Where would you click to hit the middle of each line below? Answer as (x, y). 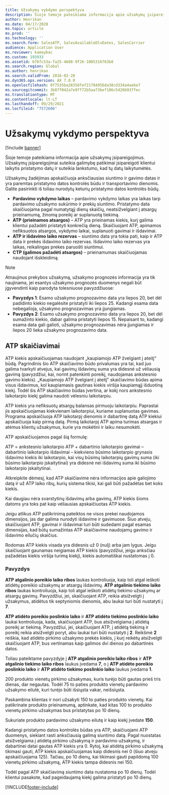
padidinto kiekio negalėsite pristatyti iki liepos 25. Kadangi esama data (85, 303)
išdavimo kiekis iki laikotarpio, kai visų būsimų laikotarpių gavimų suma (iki (82, 457)
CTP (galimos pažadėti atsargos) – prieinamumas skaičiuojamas (80, 252)
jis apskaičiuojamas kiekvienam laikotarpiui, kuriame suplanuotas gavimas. (82, 411)
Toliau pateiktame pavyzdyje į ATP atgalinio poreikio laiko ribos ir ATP (78, 658)
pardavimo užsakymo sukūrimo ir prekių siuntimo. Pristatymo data (81, 204)
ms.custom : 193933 (24, 57)
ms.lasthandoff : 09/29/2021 (35, 104)
